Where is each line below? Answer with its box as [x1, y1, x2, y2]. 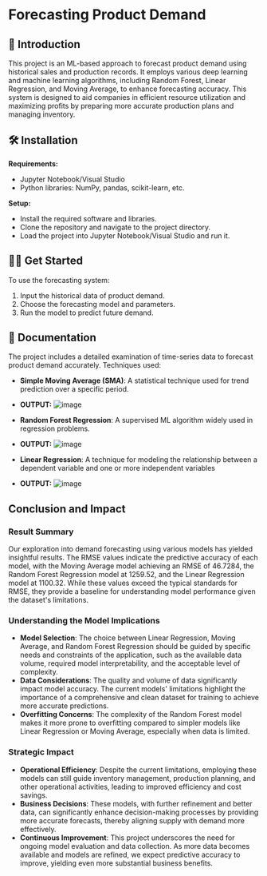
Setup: [8, 198, 31, 208]
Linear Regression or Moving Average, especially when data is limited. [19, 727, 250, 736]
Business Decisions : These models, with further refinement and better [19, 798, 253, 808]
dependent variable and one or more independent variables [19, 464, 216, 473]
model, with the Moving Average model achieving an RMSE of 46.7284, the [8, 561, 255, 571]
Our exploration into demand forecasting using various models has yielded [8, 544, 253, 554]
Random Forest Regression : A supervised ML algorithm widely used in [19, 416, 253, 425]
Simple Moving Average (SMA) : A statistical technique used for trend [19, 376, 249, 385]
